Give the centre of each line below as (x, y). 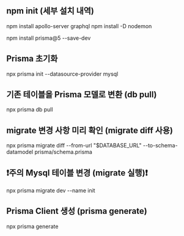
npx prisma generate (32, 226)
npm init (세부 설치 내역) (50, 11)
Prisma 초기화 (32, 59)
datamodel (20, 152)
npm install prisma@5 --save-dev (49, 38)
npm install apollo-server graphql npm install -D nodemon (79, 26)
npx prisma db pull (30, 109)
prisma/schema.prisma (64, 152)
